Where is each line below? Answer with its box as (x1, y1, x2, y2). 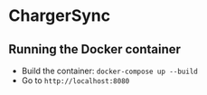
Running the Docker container (8, 42, 182, 57)
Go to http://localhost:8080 (21, 75, 130, 86)
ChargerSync (8, 5, 110, 26)
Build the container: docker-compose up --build (21, 65, 198, 76)
